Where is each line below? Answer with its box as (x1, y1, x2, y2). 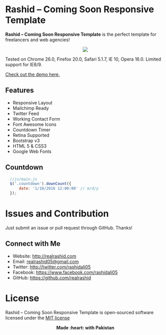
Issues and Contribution (5, 208, 109, 219)
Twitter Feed (12, 110, 39, 117)
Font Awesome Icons (12, 121, 57, 127)
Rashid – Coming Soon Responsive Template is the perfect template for (5, 31, 156, 37)
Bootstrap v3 (12, 137, 40, 144)
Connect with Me (5, 239, 61, 248)
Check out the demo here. (5, 71, 60, 77)
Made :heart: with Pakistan (56, 324, 115, 330)
